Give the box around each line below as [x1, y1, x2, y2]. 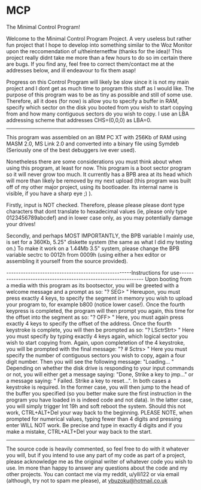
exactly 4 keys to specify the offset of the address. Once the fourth [6, 319, 172, 327]
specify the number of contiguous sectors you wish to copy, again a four [6, 351, 185, 359]
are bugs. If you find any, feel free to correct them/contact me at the [6, 60, 175, 68]
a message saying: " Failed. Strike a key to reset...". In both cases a [6, 377, 171, 384]
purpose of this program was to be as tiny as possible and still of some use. [6, 91, 193, 98]
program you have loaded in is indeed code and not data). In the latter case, [6, 396, 193, 403]
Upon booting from [144, 275, 192, 282]
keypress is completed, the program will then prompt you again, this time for [6, 307, 194, 314]
